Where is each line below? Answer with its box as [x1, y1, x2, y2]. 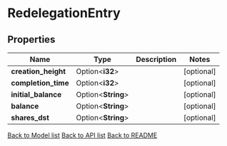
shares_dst [11, 113, 50, 122]
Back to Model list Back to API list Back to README [7, 131, 158, 140]
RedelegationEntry [7, 5, 121, 21]
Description [135, 55, 177, 64]
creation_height [11, 66, 66, 76]
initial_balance [11, 90, 62, 99]
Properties [7, 33, 56, 46]
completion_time [11, 78, 69, 88]
